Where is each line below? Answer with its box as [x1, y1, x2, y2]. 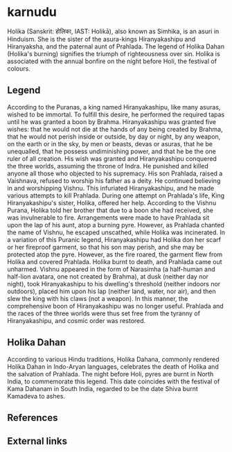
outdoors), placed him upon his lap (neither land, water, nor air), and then [7, 287, 216, 295]
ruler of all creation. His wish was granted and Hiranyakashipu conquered [7, 154, 217, 163]
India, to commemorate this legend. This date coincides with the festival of [7, 377, 220, 385]
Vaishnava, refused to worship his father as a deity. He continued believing [7, 176, 221, 184]
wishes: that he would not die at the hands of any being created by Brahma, [7, 125, 223, 133]
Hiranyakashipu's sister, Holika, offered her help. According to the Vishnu [7, 198, 217, 207]
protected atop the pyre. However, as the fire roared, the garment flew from [7, 250, 223, 259]
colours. [7, 64, 31, 73]
